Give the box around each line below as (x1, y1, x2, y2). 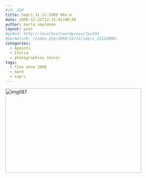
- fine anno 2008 (10, 64, 47, 70)
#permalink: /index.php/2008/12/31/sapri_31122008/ (5, 36, 117, 41)
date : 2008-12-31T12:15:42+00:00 (5, 17, 77, 22)
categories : (5, 41, 31, 46)
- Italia (10, 50, 29, 55)
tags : (5, 60, 17, 65)
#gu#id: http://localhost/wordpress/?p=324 (5, 31, 100, 36)
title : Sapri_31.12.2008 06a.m (5, 12, 72, 17)
